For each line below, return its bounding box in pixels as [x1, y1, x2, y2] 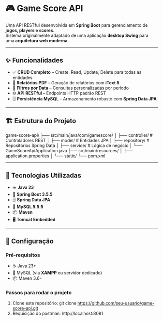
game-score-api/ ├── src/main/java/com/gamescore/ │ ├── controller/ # [5, 132, 153, 138]
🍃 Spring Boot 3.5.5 [12, 192, 53, 197]
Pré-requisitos [5, 252, 40, 258]
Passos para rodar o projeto [5, 289, 72, 296]
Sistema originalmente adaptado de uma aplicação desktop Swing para [5, 32, 149, 38]
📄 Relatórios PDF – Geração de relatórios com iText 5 [12, 80, 120, 85]
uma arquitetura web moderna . [5, 37, 69, 43]
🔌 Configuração [5, 237, 54, 245]
